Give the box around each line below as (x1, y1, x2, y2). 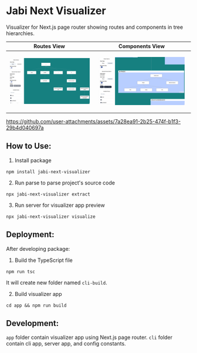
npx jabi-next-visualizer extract (6, 191, 91, 197)
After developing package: (6, 245, 70, 252)
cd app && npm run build (6, 302, 67, 308)
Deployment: (6, 230, 55, 240)
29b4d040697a (6, 124, 44, 131)
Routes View (33, 43, 66, 50)
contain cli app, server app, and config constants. (6, 340, 126, 347)
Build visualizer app (14, 290, 62, 297)
